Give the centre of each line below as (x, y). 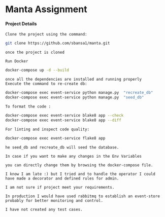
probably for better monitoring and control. (54, 201)
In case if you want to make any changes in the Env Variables (74, 156)
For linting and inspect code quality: (47, 129)
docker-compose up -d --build (37, 70)
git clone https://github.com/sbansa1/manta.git (58, 43)
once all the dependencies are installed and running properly (74, 80)
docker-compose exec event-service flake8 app (55, 138)
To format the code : (28, 106)
